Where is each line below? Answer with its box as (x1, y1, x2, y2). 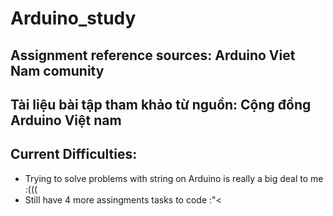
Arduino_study (10, 7, 137, 30)
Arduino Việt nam (10, 112, 122, 129)
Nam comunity (10, 62, 105, 79)
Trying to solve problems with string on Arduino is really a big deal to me (24, 172, 324, 184)
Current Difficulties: (10, 146, 138, 163)
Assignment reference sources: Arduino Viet (10, 47, 296, 64)
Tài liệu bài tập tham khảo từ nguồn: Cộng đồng (10, 96, 312, 113)
